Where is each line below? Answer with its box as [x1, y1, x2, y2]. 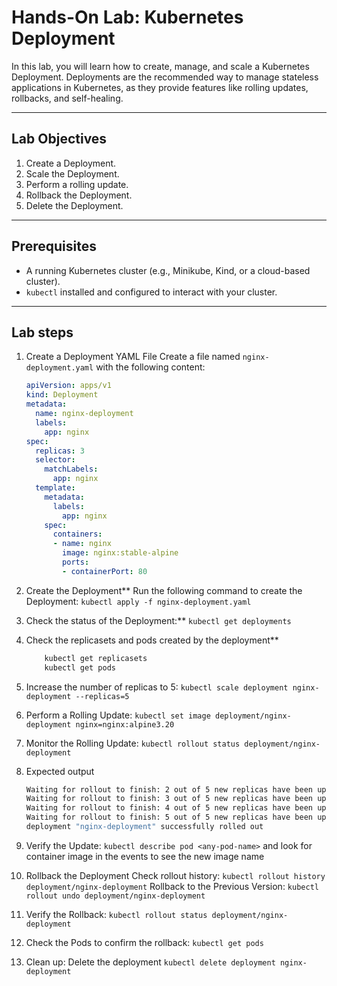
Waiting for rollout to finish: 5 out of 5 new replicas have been [25, 812, 313, 823]
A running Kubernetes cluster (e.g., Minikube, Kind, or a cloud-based [25, 264, 311, 276]
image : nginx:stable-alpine [62, 548, 179, 558]
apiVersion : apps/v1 [25, 381, 112, 391]
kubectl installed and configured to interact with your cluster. [25, 286, 278, 298]
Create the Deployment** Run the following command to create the [25, 584, 303, 596]
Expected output [25, 765, 95, 777]
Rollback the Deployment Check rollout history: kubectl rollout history [25, 869, 326, 881]
